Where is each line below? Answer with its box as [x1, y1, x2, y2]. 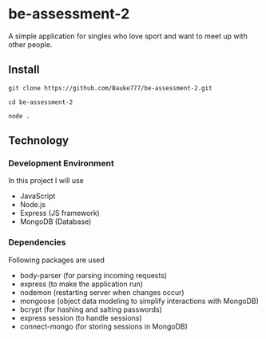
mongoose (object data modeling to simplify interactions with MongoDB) [19, 296, 260, 305]
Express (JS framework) [19, 209, 100, 218]
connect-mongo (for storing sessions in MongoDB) [19, 321, 188, 331]
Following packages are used [8, 255, 105, 265]
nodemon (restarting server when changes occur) [19, 287, 185, 297]
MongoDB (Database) [19, 217, 92, 226]
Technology [8, 134, 69, 148]
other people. [8, 39, 53, 49]
